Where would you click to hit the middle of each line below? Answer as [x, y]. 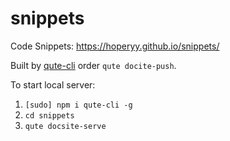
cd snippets [49, 115]
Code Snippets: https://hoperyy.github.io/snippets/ [115, 46]
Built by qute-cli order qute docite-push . [93, 65]
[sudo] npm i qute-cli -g [78, 105]
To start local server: [53, 84]
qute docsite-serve [65, 126]
